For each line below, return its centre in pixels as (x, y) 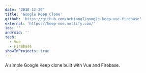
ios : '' (13, 28)
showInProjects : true (27, 51)
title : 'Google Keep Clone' (34, 14)
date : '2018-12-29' (25, 10)
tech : (11, 37)
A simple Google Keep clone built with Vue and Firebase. (63, 65)
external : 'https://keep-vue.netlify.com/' (50, 23)
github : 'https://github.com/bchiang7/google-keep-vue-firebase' (73, 19)
